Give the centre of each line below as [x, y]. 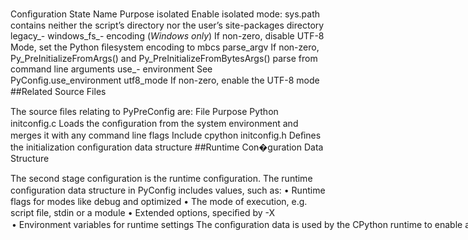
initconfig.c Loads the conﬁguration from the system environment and [154, 123]
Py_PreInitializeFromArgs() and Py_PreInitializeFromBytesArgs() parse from [164, 58]
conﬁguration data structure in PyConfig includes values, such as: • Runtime [168, 190]
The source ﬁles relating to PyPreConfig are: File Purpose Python [144, 111]
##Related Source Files [58, 91]
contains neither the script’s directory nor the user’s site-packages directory [167, 25]
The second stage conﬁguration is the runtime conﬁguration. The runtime [161, 178]
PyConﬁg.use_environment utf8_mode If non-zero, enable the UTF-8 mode [165, 80]
